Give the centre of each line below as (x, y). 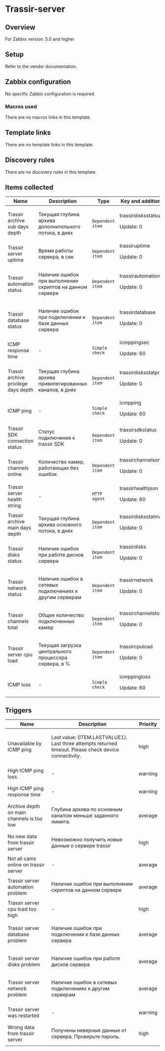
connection (21, 441)
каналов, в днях (57, 390)
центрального (55, 652)
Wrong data (21, 1027)
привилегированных (63, 384)
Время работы (56, 251)
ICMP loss (19, 685)
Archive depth (24, 806)
